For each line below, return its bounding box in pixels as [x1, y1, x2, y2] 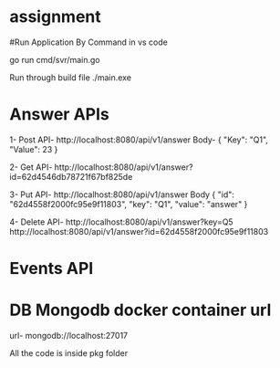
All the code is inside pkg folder [9, 348, 129, 358]
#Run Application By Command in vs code [9, 37, 169, 47]
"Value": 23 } [9, 143, 58, 154]
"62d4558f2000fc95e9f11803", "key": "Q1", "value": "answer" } [9, 198, 248, 209]
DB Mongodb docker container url [9, 300, 272, 321]
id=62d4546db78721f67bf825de [9, 171, 133, 182]
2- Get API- [9, 162, 53, 173]
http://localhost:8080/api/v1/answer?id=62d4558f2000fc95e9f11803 [9, 226, 269, 237]
